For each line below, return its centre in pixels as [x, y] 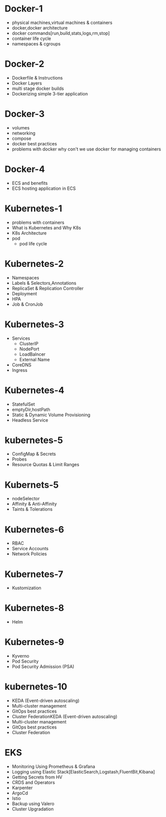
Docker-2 [24, 64]
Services [21, 338]
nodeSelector [26, 499]
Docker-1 [24, 9]
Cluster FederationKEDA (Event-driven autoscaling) [65, 717]
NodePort [29, 349]
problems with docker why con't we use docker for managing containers [86, 149]
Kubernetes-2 [34, 264]
